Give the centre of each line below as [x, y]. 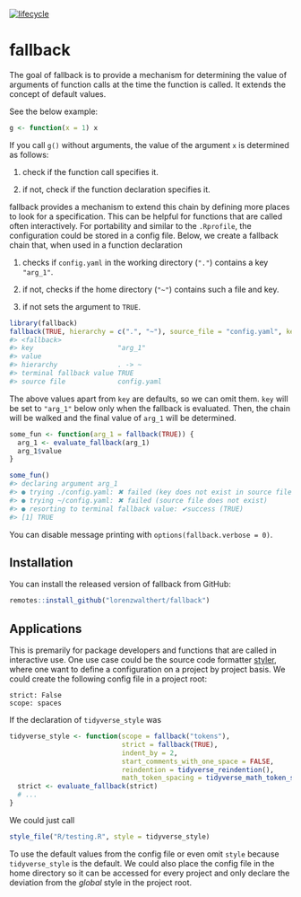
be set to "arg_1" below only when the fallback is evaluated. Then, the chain [150, 408]
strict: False [36, 696]
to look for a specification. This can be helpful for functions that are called [146, 216]
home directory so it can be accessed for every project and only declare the [150, 873]
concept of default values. [58, 93]
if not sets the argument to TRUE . [82, 306]
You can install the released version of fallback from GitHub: [120, 585]
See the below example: [54, 111]
